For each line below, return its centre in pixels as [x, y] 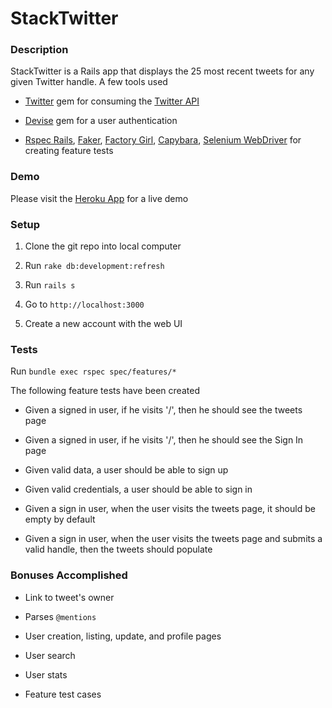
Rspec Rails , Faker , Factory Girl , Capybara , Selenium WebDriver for [163, 140]
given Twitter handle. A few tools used [89, 82]
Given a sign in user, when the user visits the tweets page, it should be [170, 509]
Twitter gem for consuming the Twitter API [112, 101]
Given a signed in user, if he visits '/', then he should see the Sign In [164, 440]
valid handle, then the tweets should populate [118, 549]
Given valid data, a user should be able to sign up [126, 470]
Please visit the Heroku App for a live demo [99, 198]
